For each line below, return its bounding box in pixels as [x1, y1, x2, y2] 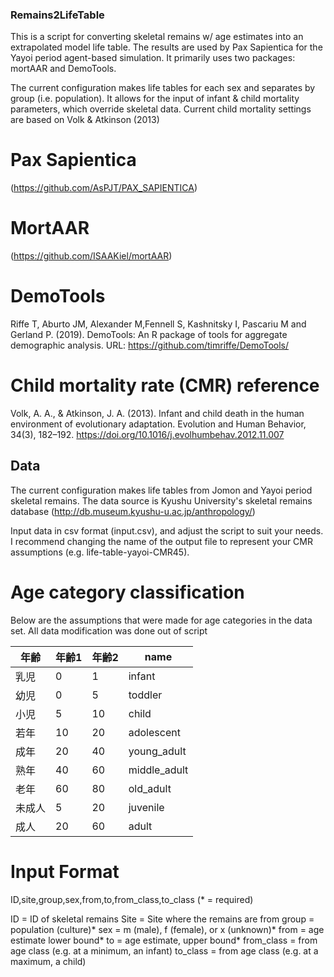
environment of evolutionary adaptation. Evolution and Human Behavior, [10, 418, 307, 430]
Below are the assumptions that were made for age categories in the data [10, 614, 313, 626]
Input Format [10, 860, 120, 883]
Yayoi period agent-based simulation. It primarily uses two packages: [10, 52, 296, 64]
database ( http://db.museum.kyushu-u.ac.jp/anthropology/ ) [10, 505, 256, 517]
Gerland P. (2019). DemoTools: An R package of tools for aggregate [10, 329, 288, 341]
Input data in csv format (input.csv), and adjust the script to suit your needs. [10, 524, 324, 537]
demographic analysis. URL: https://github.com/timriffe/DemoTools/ [10, 339, 290, 352]
